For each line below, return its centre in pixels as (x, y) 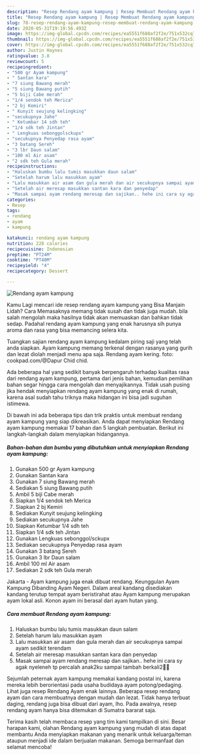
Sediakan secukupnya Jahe (49, 519)
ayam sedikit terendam (43, 648)
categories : (21, 200)
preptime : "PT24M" (29, 254)
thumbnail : (20, 39)
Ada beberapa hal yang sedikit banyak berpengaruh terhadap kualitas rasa (98, 372)
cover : (15, 45)
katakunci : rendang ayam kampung (48, 238)
